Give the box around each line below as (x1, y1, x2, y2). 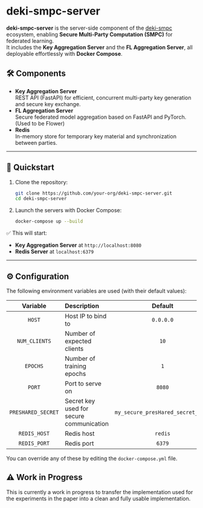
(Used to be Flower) (14, 119, 65, 127)
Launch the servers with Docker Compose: (14, 207, 122, 214)
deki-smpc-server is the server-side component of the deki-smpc (6, 24, 172, 32)
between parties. (14, 139, 57, 146)
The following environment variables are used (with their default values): (6, 287, 187, 295)
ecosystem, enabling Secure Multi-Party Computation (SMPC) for (6, 30, 173, 38)
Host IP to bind (64, 312, 107, 320)
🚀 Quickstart (6, 162, 54, 173)
